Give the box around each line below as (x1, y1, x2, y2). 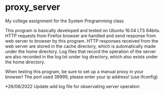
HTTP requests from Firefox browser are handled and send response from (5, 33, 157, 39)
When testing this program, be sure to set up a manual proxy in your (5, 68, 144, 74)
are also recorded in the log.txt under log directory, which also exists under (5, 53, 158, 59)
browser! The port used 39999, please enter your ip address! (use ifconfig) (5, 74, 158, 80)
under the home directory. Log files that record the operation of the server (5, 48, 157, 54)
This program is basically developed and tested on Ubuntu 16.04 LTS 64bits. (5, 27, 161, 33)
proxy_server (5, 1, 60, 13)
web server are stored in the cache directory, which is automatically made (5, 43, 156, 49)
